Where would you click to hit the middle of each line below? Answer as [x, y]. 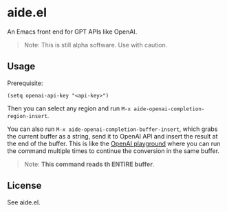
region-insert [28, 116]
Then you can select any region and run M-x [69, 108]
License [24, 186]
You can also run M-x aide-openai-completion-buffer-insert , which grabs [112, 129]
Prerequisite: [25, 83]
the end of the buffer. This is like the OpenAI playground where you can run [114, 143]
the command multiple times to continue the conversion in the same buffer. [113, 151]
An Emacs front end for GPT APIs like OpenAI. [72, 32]
